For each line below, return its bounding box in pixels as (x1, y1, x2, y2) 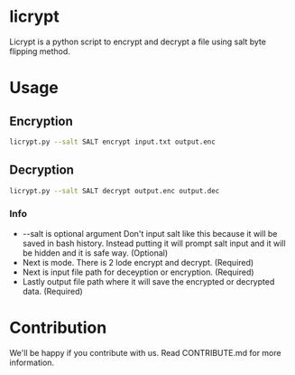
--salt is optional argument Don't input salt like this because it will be (22, 228, 278, 239)
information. (9, 357, 55, 368)
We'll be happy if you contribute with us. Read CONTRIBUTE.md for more (9, 347, 281, 358)
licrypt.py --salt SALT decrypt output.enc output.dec (9, 186, 220, 195)
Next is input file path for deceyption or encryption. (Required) (22, 267, 254, 277)
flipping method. (9, 45, 70, 56)
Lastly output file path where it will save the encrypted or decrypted (22, 276, 275, 286)
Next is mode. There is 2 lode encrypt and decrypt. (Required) (22, 257, 254, 267)
